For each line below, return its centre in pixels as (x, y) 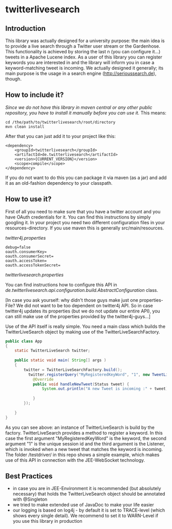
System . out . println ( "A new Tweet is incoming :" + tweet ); (106, 389)
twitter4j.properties (26, 238)
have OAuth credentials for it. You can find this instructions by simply (78, 217)
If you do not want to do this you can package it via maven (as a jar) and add (86, 178)
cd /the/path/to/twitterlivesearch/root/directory (60, 122)
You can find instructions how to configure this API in (61, 285)
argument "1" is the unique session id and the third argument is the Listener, (85, 444)
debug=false (18, 247)
